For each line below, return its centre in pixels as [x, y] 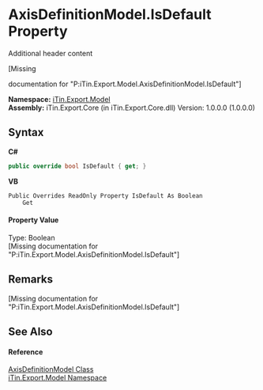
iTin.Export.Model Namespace [58, 378]
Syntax [26, 133]
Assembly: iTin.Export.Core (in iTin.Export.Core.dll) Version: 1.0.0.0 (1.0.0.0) [131, 108]
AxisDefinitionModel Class [51, 369]
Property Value [34, 220]
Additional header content [51, 53]
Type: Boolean [32, 237]
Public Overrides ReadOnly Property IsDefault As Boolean [105, 195]
